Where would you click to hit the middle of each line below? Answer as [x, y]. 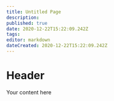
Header [25, 76]
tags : [13, 34]
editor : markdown [28, 40]
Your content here [29, 92]
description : [23, 18]
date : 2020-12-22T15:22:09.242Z [47, 29]
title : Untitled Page [34, 12]
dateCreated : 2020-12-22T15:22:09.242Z [57, 46]
